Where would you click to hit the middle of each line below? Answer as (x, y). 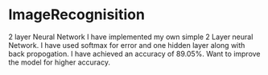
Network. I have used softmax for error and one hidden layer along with (127, 45)
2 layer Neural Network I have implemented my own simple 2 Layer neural (131, 37)
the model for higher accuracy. (60, 62)
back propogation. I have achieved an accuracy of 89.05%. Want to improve (134, 53)
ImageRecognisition (76, 15)
